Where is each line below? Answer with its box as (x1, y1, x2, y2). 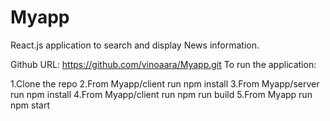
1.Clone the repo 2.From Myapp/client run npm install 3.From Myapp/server (10, 77, 320, 90)
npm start (10, 99, 51, 111)
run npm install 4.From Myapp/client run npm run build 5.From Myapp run (10, 88, 313, 100)
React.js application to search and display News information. (10, 39, 260, 51)
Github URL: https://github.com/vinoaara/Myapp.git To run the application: (10, 58, 317, 70)
